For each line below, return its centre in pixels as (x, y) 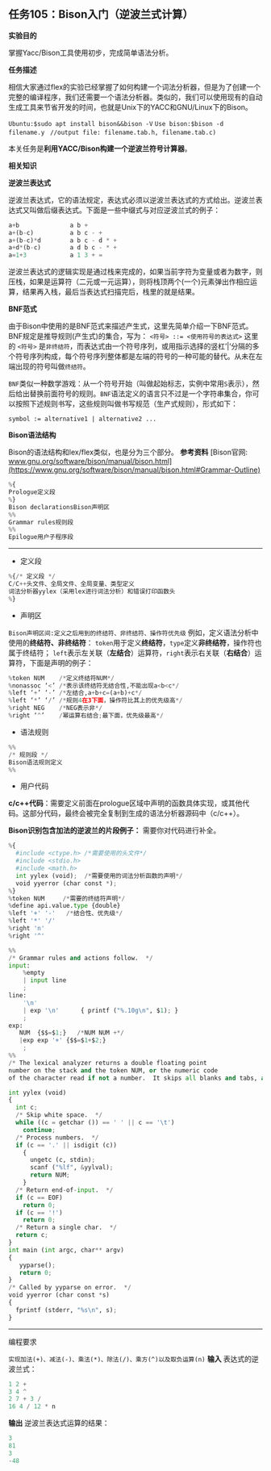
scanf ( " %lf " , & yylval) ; (71, 1168)
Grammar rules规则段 (41, 522)
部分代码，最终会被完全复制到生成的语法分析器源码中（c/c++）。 (137, 813)
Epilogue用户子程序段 (41, 537)
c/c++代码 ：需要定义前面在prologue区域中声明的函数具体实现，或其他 (125, 803)
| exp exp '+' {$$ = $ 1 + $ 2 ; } (63, 1041)
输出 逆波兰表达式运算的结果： (59, 1423)
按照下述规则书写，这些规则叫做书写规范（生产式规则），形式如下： (126, 404)
